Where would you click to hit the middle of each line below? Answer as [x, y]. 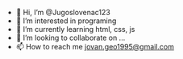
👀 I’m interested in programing [66, 21]
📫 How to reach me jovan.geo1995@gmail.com [95, 47]
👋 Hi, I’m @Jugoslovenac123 [63, 12]
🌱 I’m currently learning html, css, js [75, 29]
